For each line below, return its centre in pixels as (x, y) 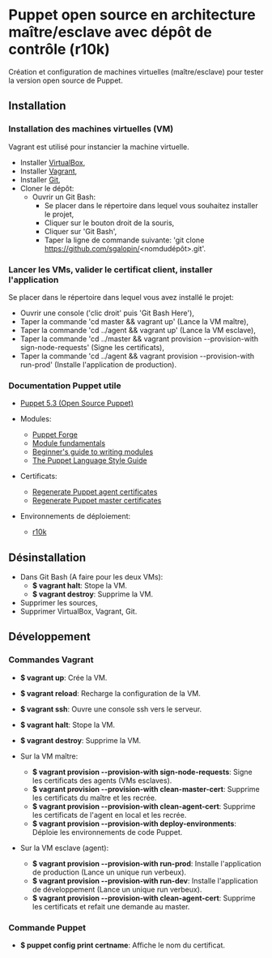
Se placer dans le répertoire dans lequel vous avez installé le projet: (121, 297)
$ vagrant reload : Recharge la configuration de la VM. (110, 693)
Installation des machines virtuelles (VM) (91, 129)
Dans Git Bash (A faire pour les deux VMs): (91, 577)
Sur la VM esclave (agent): (64, 848)
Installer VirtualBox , (53, 162)
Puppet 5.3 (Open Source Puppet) (76, 404)
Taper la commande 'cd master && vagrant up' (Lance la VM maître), (134, 321)
